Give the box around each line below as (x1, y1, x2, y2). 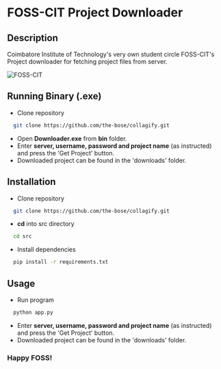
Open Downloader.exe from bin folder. (16, 134, 127, 142)
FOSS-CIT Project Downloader (7, 5, 183, 21)
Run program (16, 296, 55, 304)
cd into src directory (16, 220, 75, 228)
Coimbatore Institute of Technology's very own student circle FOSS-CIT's (7, 50, 215, 58)
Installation (7, 176, 56, 188)
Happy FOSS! (7, 353, 53, 362)
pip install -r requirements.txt (13, 259, 109, 266)
